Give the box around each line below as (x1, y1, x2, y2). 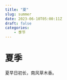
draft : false (5, 21, 32, 26)
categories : (5, 26, 29, 30)
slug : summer (5, 12, 32, 17)
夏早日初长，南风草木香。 (5, 70, 57, 76)
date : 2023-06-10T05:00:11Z (5, 16, 63, 21)
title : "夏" (5, 7, 29, 12)
